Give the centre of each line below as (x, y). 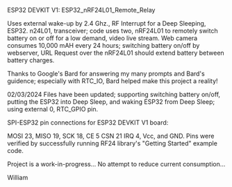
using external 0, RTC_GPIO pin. (53, 109)
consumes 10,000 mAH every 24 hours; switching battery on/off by (103, 45)
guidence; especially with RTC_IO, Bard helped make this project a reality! (113, 81)
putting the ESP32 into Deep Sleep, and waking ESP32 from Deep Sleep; (111, 102)
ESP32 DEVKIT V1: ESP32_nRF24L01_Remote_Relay (81, 10)
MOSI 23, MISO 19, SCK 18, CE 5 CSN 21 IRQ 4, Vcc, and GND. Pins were (111, 136)
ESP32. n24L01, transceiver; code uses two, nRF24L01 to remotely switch (113, 31)
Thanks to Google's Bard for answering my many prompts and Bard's (106, 73)
